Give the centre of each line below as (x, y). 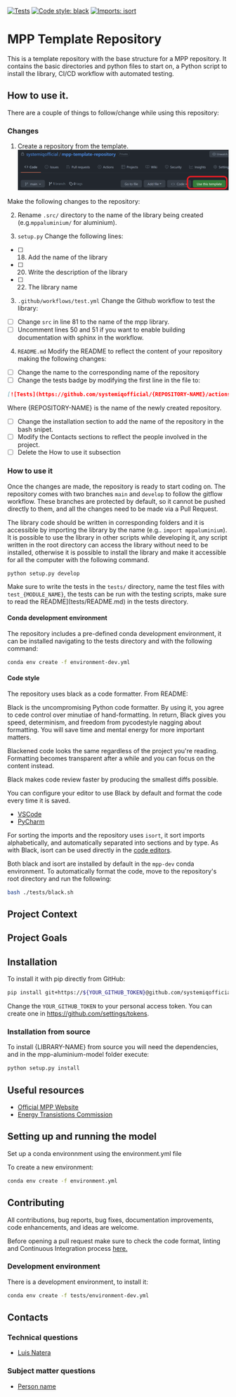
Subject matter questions (52, 1371)
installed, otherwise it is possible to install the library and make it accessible (117, 552)
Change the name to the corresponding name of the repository (108, 372)
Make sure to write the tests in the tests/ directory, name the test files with (116, 587)
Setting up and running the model (82, 1137)
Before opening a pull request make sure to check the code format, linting (114, 1241)
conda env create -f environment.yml (63, 1181)
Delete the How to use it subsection (69, 453)
